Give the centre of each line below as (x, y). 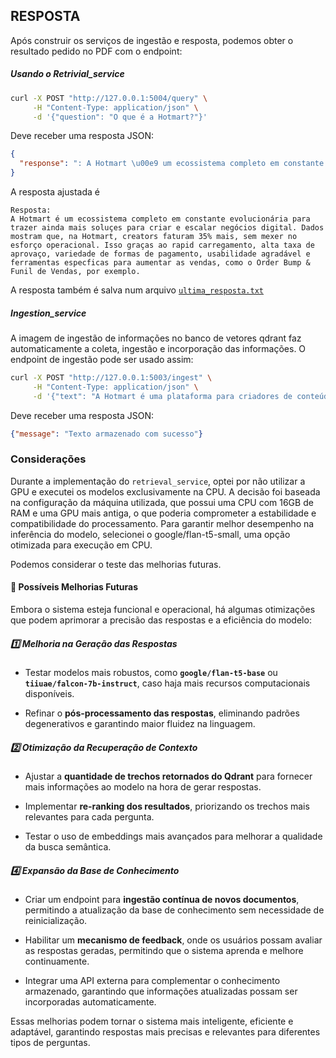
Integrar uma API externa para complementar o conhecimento (152, 980)
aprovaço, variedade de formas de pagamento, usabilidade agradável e (160, 254)
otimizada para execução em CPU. (81, 545)
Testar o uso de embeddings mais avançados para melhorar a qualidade (173, 836)
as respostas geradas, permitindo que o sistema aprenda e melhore (164, 950)
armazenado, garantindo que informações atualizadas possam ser (161, 991)
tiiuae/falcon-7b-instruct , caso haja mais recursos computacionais (167, 683)
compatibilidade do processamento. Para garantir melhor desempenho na (162, 523)
